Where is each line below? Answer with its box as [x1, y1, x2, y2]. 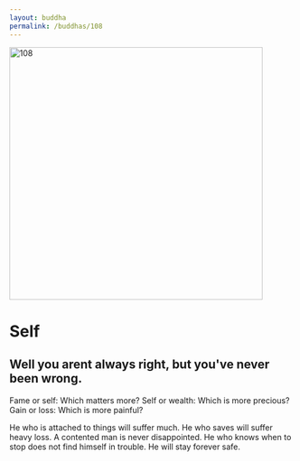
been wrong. [9, 371, 83, 386]
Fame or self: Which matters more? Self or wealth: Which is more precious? [9, 394, 291, 406]
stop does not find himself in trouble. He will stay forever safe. [9, 441, 241, 452]
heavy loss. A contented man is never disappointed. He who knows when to [9, 431, 292, 442]
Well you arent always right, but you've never [9, 357, 270, 373]
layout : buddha [9, 13, 67, 23]
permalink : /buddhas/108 [9, 22, 103, 31]
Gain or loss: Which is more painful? [9, 404, 144, 415]
